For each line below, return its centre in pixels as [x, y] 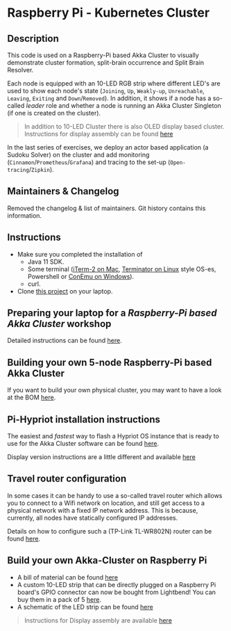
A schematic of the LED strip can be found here [85, 607]
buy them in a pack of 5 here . [59, 599]
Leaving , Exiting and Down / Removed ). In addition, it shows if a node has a [109, 98]
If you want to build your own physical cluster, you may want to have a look [114, 390]
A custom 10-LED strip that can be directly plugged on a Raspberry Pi [117, 584]
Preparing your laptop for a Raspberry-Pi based [112, 313]
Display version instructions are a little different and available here [101, 457]
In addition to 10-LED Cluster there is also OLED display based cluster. [124, 126]
